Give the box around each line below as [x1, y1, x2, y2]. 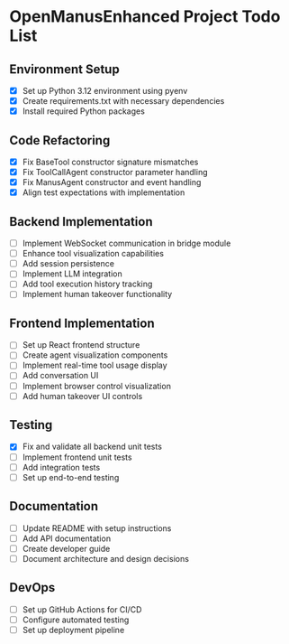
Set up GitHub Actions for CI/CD [22, 603, 142, 615]
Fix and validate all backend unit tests [22, 441, 162, 453]
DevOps [9, 580, 56, 595]
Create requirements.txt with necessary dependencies [22, 96, 225, 107]
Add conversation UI [22, 370, 99, 381]
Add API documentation [22, 533, 111, 544]
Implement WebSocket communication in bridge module [22, 238, 231, 249]
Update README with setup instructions [22, 522, 172, 534]
